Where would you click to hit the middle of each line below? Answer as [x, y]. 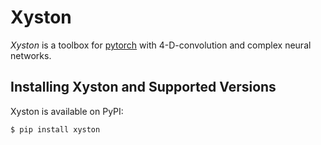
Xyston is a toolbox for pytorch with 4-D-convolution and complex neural [161, 45]
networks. [31, 55]
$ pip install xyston [55, 129]
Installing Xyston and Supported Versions [143, 87]
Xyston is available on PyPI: [67, 111]
